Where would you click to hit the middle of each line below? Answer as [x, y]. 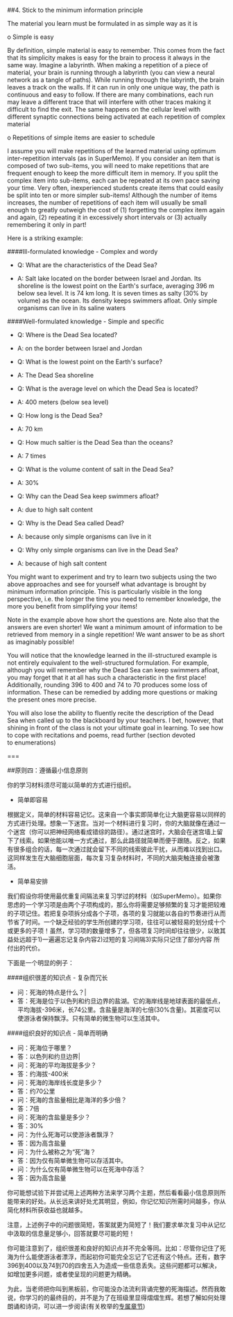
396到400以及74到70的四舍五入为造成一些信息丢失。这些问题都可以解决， [114, 1265]
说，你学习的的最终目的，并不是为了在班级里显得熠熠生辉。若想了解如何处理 [116, 1298]
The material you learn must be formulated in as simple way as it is [102, 23]
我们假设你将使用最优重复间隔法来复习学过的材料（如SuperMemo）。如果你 [114, 896]
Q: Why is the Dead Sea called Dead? [71, 523]
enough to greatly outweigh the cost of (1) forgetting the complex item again [116, 210]
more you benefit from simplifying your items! [72, 606]
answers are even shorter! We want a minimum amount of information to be [115, 627]
